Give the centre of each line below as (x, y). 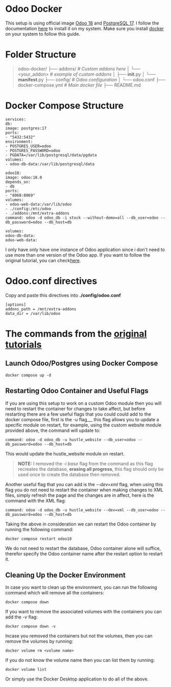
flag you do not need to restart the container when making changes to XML (84, 490)
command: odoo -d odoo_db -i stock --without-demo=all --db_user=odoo (82, 218)
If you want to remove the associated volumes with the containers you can (83, 612)
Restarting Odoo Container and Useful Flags (77, 391)
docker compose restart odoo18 (39, 539)
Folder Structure (41, 55)
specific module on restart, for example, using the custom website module (83, 425)
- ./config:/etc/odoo (28, 209)
